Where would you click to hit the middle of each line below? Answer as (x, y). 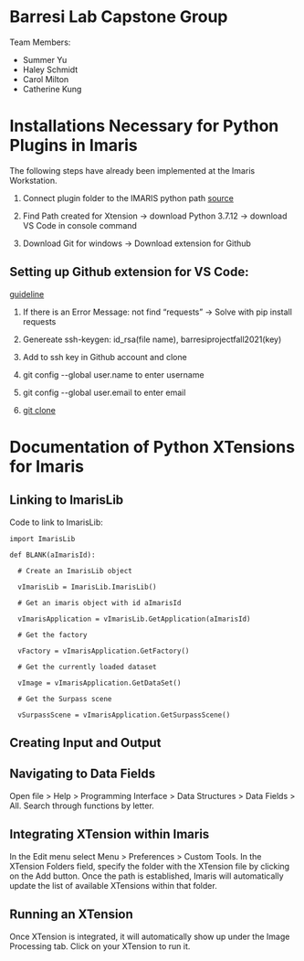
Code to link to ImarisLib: (56, 522)
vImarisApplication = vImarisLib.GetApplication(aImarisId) (134, 619)
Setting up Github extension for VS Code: (129, 272)
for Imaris (47, 466)
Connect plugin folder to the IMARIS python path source (128, 198)
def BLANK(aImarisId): (52, 555)
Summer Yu (45, 59)
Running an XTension (72, 915)
